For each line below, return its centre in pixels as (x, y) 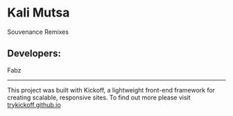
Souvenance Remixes (38, 32)
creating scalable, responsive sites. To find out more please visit (99, 97)
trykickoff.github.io (34, 104)
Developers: (34, 54)
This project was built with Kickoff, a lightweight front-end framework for (111, 90)
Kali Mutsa (38, 13)
